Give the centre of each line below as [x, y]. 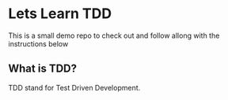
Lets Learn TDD [60, 14]
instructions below [38, 43]
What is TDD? [43, 69]
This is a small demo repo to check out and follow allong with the [114, 35]
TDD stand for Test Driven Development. [74, 87]
